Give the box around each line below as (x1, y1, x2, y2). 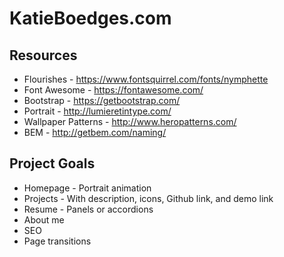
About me (23, 213, 65, 226)
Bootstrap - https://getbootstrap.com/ (23, 95, 181, 106)
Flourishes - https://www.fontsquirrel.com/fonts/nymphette (23, 73, 269, 85)
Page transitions (23, 235, 92, 247)
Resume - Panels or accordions (23, 203, 154, 215)
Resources (9, 47, 78, 64)
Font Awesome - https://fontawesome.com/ (23, 84, 204, 96)
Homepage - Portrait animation (23, 182, 152, 194)
